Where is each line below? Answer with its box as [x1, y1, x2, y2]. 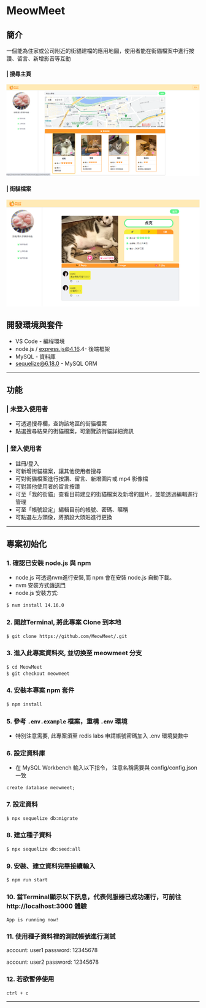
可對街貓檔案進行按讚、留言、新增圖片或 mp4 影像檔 [15, 474, 148, 482]
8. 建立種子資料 [6, 831, 52, 840]
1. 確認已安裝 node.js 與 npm [6, 559, 91, 567]
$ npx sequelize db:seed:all [6, 846, 81, 852]
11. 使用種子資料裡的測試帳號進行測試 [6, 932, 116, 941]
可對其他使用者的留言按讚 [15, 482, 80, 490]
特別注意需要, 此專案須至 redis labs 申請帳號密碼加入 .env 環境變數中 [15, 732, 189, 739]
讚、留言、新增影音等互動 [6, 55, 71, 62]
